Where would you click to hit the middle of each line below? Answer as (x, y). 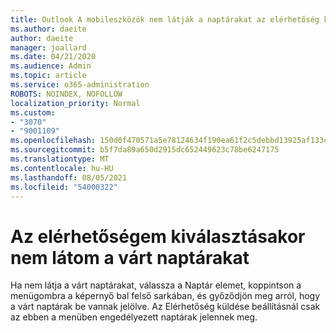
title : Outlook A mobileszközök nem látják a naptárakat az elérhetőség (165, 19)
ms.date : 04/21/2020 (53, 57)
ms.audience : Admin (51, 66)
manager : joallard (48, 47)
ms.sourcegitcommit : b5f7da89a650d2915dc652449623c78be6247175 (145, 150)
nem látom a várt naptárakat (130, 257)
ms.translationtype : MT (60, 159)
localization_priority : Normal (75, 103)
